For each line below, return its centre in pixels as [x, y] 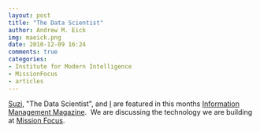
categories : [28, 60]
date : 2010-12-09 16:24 [47, 45]
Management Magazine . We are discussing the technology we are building [130, 112]
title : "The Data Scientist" [56, 23]
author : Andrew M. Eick [47, 30]
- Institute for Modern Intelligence [70, 67]
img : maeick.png [35, 37]
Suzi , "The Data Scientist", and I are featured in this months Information [124, 104]
